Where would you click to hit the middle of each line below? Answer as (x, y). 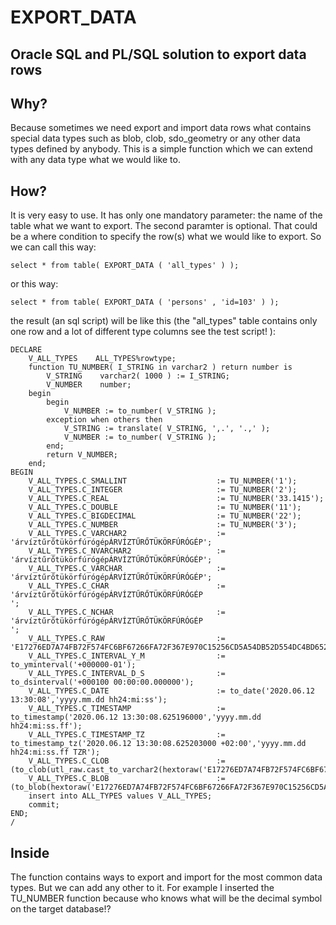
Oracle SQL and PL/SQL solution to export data (158, 54)
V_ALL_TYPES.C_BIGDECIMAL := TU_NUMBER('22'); (165, 516)
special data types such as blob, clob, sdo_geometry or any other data (155, 138)
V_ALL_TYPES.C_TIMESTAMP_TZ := (127, 735)
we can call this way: (53, 247)
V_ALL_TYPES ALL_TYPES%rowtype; (102, 359)
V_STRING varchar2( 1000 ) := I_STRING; (138, 376)
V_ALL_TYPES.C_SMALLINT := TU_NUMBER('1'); (163, 481)
